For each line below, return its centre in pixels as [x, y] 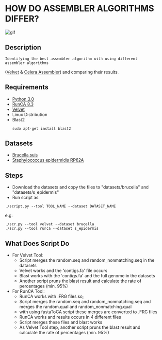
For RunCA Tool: [28, 291]
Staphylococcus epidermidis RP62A [48, 160]
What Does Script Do [37, 243]
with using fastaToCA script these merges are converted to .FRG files [88, 312]
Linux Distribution [30, 114]
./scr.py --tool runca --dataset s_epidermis [52, 229]
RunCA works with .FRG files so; [51, 296]
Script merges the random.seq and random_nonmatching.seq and [85, 301]
